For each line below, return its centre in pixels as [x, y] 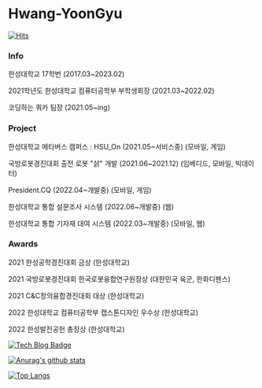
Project [22, 128]
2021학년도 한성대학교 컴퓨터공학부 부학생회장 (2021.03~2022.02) [111, 91]
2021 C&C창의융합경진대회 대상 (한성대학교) [76, 295]
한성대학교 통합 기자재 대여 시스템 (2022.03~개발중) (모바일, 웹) [107, 223]
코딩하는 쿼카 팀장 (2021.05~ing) [59, 108]
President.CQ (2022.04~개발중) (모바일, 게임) [80, 190]
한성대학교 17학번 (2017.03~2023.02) [66, 74]
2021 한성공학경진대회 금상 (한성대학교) [69, 262]
